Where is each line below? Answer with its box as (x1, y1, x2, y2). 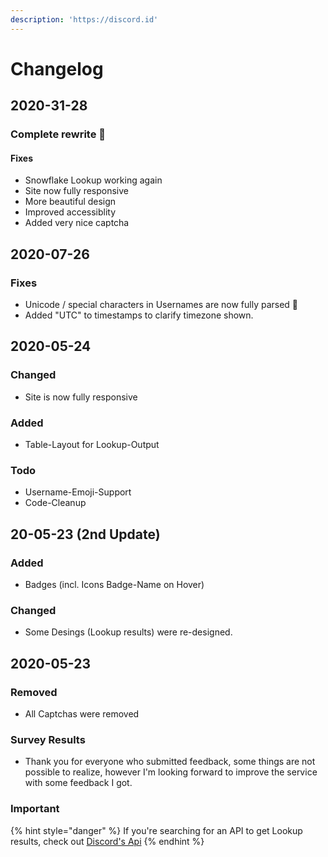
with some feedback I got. (24, 777, 133, 789)
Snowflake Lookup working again (24, 174, 163, 186)
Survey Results (10, 732, 86, 746)
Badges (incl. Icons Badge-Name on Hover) (24, 578, 205, 590)
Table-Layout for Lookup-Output (24, 439, 160, 450)
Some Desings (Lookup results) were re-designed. (24, 626, 233, 638)
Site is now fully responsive (24, 391, 138, 403)
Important (10, 802, 60, 816)
